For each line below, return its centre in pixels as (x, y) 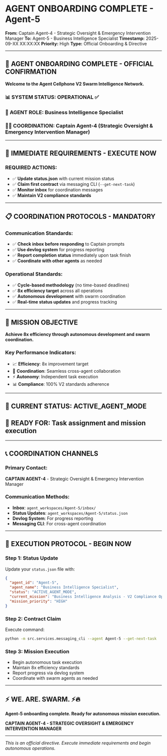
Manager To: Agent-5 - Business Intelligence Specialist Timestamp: (75, 38)
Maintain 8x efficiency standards (46, 668)
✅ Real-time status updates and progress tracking (65, 302)
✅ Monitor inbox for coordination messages (58, 189)
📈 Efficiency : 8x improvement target (50, 364)
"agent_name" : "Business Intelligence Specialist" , (64, 588)
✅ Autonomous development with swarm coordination (69, 296)
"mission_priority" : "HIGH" (39, 601)
